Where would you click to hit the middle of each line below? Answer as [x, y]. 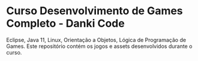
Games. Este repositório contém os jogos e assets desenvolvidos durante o [99, 46]
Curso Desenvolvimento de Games [94, 11]
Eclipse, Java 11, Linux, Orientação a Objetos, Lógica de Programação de [96, 40]
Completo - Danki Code [65, 23]
